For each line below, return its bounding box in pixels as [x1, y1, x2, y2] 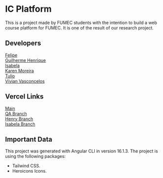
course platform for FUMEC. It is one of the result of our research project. [5, 25, 154, 30]
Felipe [5, 52, 18, 58]
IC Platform [5, 3, 52, 15]
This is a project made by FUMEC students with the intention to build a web [5, 20, 157, 25]
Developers [5, 39, 41, 48]
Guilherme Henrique [5, 57, 46, 63]
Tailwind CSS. [12, 163, 41, 169]
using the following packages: [5, 153, 66, 159]
